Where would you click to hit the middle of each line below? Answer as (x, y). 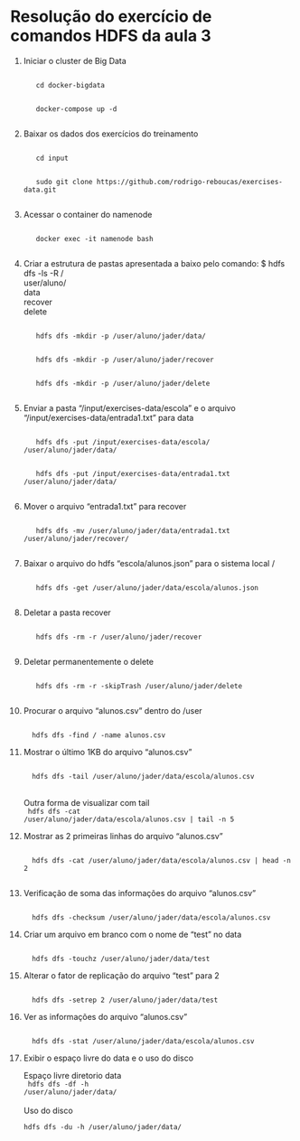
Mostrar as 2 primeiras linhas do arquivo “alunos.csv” (123, 836)
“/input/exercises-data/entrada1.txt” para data (108, 417)
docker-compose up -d (76, 109)
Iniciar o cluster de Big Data (75, 61)
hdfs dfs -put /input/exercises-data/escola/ (123, 442)
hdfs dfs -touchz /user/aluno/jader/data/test (121, 959)
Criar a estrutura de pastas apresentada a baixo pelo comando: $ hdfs (154, 263)
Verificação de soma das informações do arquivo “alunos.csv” (140, 893)
